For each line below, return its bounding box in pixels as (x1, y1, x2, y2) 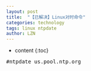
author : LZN (6, 31, 35, 37)
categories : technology (6, 20, 65, 25)
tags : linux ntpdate (6, 25, 57, 31)
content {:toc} (14, 47, 49, 54)
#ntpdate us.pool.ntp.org (6, 59, 82, 65)
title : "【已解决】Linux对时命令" (6, 14, 86, 20)
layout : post (6, 8, 38, 15)
